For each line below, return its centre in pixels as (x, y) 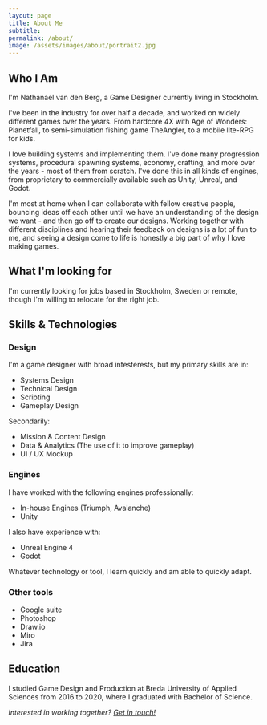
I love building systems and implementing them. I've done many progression (134, 154)
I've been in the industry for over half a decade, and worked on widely (124, 112)
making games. (34, 246)
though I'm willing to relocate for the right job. (84, 299)
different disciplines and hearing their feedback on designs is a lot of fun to (132, 229)
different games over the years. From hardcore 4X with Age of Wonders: (128, 121)
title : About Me (35, 23)
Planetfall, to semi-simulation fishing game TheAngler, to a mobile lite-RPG (131, 130)
